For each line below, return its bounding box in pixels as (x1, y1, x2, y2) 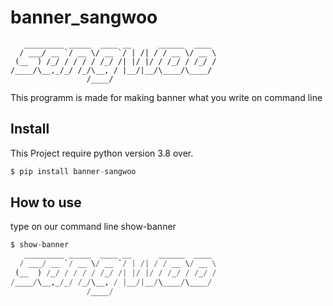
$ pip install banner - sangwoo (10, 166, 137, 176)
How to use (10, 194, 82, 211)
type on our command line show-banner (10, 221, 177, 233)
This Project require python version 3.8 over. (10, 147, 194, 159)
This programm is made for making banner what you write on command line (10, 91, 323, 103)
